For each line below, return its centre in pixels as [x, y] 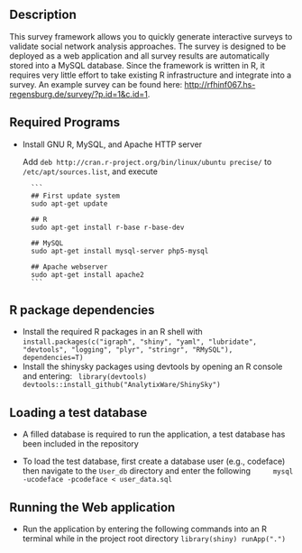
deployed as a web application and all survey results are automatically [139, 55]
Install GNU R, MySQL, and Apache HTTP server [112, 144]
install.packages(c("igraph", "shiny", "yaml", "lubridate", [140, 342]
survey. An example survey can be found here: [96, 84]
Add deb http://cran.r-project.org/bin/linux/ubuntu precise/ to [147, 161]
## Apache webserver [69, 267]
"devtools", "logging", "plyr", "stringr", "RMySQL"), [128, 350]
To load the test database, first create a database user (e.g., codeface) [154, 461]
